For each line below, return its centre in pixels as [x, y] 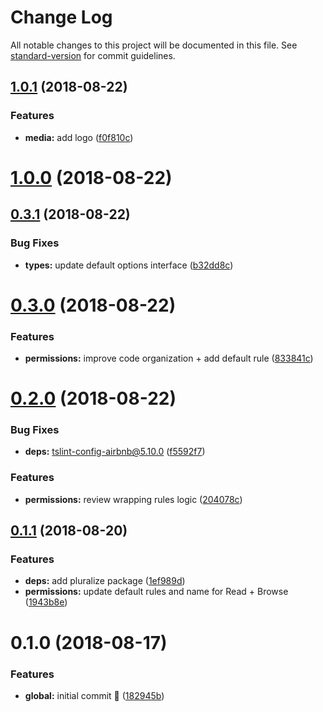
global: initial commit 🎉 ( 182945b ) [94, 695]
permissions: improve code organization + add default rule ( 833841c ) [169, 358]
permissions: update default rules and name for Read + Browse [156, 592]
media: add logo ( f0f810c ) [79, 137]
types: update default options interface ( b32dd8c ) [129, 265]
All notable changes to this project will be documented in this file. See [154, 45]
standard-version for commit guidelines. [93, 55]
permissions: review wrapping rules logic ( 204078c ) [133, 499]
